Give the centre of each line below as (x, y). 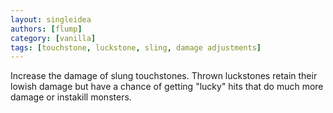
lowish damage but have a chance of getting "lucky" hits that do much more (167, 87)
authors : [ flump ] (46, 29)
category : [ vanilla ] (53, 38)
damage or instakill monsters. (71, 97)
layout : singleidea (51, 19)
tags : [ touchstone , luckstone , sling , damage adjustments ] (136, 47)
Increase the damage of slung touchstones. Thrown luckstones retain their (164, 76)
